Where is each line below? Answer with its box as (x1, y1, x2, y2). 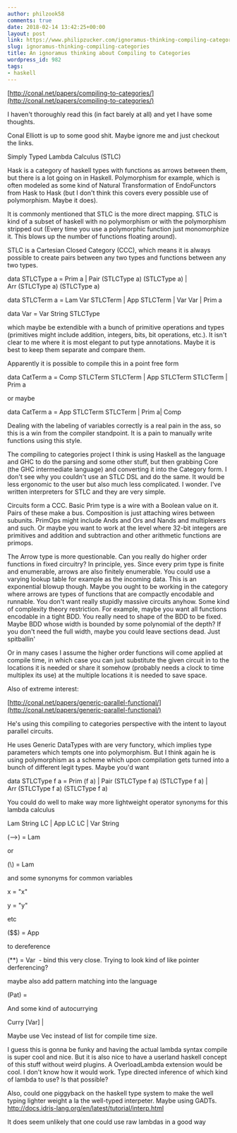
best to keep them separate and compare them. (7, 345, 146, 353)
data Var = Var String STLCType (7, 309, 100, 317)
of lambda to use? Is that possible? (7, 1075, 109, 1084)
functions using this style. (7, 436, 83, 444)
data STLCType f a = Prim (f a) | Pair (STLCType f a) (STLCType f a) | (7, 777, 208, 785)
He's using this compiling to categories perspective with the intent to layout (7, 719, 227, 727)
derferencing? (7, 963, 49, 971)
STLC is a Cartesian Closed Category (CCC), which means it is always (7, 246, 211, 254)
